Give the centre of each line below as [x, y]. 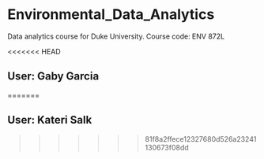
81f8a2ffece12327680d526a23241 [201, 139]
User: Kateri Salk [50, 120]
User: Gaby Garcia [53, 76]
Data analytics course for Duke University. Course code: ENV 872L [116, 36]
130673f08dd [167, 147]
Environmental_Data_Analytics [111, 15]
